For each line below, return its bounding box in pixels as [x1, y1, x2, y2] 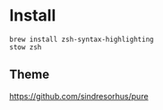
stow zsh [9, 42, 42, 52]
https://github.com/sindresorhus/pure [9, 90, 150, 101]
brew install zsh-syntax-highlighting [9, 35, 154, 44]
